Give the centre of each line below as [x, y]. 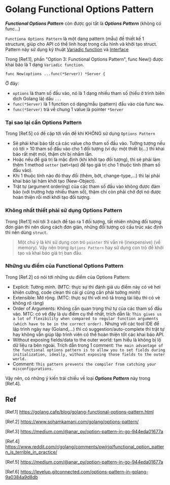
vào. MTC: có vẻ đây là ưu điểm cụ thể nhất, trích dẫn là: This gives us [87, 314]
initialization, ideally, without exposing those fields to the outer [89, 354]
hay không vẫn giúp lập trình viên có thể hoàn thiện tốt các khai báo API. [89, 334]
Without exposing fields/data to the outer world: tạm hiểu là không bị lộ [87, 340]
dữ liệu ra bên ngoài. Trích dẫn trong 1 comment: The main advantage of [88, 345]
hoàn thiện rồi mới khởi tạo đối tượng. [52, 197]
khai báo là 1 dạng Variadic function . [45, 64]
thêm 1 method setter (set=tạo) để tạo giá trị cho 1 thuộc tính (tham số [87, 165]
